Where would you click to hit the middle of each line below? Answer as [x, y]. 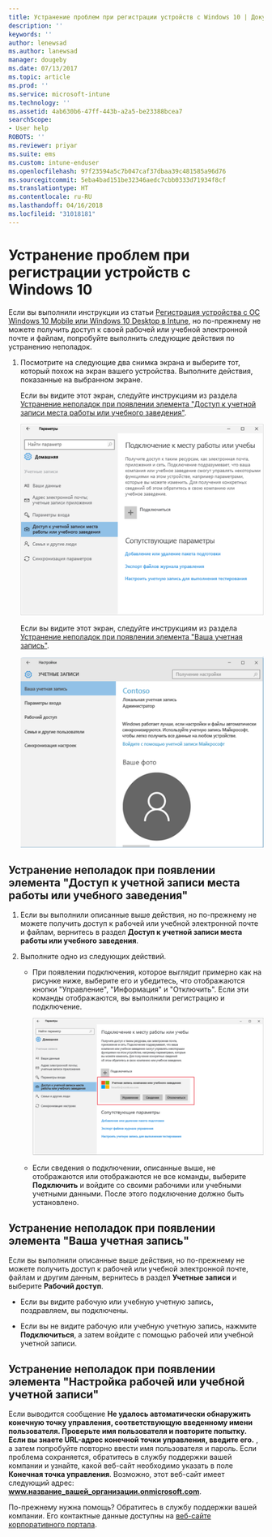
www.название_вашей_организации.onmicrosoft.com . [105, 1492]
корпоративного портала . [53, 1525]
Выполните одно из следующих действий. [93, 957]
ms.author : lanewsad [43, 52]
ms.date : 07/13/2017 [43, 69]
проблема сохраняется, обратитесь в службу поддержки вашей [120, 1457]
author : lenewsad [38, 43]
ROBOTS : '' [27, 137]
